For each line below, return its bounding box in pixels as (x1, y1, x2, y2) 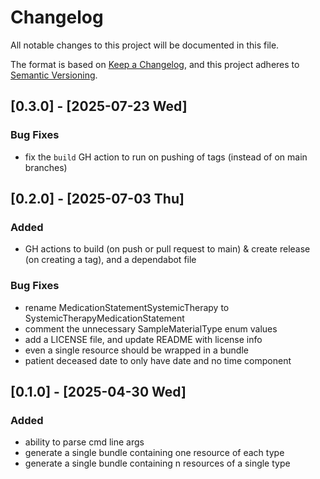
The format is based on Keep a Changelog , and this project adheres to (10, 58, 300, 70)
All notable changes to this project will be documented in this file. (10, 39, 280, 51)
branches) (24, 161, 68, 173)
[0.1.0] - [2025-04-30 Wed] (10, 384, 187, 400)
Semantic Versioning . (10, 69, 98, 81)
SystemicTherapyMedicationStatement (24, 312, 185, 324)
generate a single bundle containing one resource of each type (24, 447, 285, 459)
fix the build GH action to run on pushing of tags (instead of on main (24, 151, 308, 163)
